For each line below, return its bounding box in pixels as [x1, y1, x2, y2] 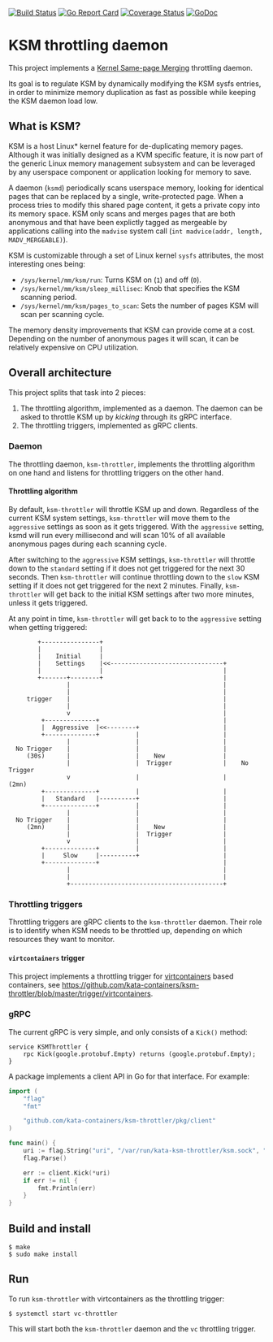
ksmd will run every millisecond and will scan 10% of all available [8, 531, 226, 541]
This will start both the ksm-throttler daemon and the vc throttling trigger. [8, 1323, 256, 1333]
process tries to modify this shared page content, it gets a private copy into [8, 200, 261, 210]
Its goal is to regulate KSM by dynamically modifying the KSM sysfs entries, [8, 78, 262, 89]
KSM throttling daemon [8, 37, 169, 54]
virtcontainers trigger [8, 953, 85, 962]
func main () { [8, 1139, 57, 1148]
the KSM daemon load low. [8, 96, 98, 106]
